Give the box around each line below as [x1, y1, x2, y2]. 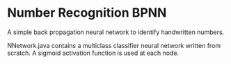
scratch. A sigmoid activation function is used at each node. [7, 49, 180, 57]
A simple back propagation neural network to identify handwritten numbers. [7, 28, 225, 36]
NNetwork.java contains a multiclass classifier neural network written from [7, 41, 221, 49]
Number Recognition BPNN [7, 5, 167, 21]
